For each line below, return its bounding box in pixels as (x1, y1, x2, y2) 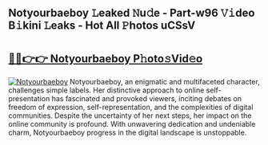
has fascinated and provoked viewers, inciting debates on (51, 94, 242, 103)
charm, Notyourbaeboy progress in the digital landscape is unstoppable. (8, 127, 247, 137)
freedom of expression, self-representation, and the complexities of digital (8, 103, 254, 112)
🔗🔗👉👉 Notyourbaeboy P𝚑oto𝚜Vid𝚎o (8, 52, 203, 65)
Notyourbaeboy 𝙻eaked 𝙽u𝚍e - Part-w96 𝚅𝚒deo (8, 6, 255, 20)
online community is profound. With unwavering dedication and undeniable (8, 120, 256, 128)
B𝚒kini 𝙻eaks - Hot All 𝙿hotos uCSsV (8, 19, 196, 33)
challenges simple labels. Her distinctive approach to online (8, 85, 205, 95)
